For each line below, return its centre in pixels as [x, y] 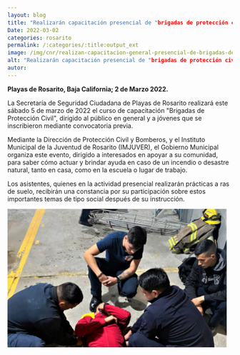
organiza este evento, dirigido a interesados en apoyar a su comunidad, [113, 154]
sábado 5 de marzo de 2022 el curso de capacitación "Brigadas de [106, 110]
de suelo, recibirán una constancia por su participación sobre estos [106, 191]
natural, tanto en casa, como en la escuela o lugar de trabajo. [97, 170]
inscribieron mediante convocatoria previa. [70, 126]
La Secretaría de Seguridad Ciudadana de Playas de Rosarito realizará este [118, 103]
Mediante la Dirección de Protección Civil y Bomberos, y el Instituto [106, 139]
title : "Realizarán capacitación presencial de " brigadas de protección [118, 22]
